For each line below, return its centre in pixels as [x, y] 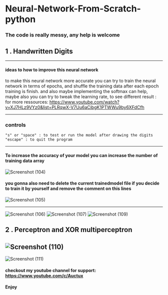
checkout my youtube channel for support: [51, 270]
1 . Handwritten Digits [39, 51]
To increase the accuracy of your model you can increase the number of [81, 155]
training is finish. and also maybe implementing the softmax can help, [76, 91]
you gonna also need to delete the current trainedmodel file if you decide [82, 183]
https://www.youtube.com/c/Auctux [44, 275]
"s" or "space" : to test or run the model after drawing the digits [79, 135]
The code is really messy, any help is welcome [62, 35]
